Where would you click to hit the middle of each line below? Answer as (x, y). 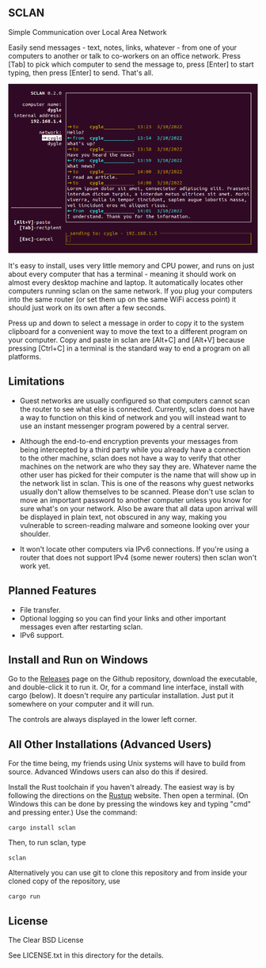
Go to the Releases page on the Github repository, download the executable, (133, 679)
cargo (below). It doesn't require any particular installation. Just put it (121, 696)
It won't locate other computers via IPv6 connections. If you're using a (134, 549)
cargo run (25, 897)
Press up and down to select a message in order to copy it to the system (126, 323)
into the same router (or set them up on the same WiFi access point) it (122, 299)
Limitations (36, 382)
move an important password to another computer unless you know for (135, 500)
